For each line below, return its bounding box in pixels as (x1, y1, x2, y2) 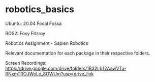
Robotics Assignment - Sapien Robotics (5, 40, 88, 46)
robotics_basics (5, 4, 75, 15)
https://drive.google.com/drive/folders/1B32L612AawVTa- (5, 65, 127, 71)
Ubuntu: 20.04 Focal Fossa (5, 20, 62, 26)
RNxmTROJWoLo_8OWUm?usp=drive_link (5, 70, 94, 77)
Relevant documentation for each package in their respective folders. (5, 50, 150, 56)
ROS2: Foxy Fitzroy (5, 30, 46, 36)
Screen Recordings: (5, 60, 47, 66)
